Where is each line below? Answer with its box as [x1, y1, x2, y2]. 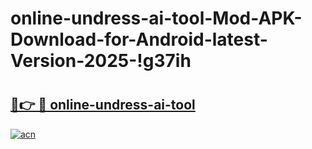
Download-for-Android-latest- [10, 28, 268, 51]
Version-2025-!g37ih [10, 50, 192, 72]
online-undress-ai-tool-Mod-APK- [10, 7, 303, 30]
